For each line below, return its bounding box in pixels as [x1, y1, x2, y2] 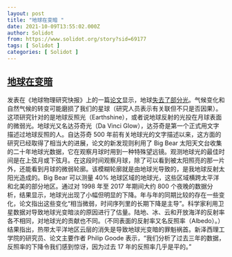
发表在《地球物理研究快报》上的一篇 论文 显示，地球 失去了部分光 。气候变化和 [7, 95, 225, 104]
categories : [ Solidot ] [7, 49, 79, 56]
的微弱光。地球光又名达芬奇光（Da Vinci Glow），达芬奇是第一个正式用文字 [7, 122, 220, 130]
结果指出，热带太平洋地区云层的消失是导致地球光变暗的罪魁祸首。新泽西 [7, 225, 213, 234]
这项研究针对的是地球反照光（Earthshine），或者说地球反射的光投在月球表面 [7, 113, 222, 121]
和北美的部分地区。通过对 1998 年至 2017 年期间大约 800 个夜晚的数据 [7, 182, 207, 190]
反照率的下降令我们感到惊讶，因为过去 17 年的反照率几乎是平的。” [7, 242, 192, 251]
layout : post [7, 10, 45, 17]
